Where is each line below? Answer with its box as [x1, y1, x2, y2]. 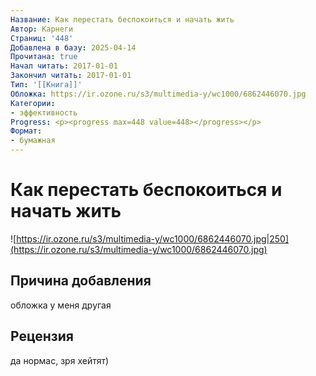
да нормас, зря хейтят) [10, 354, 110, 366]
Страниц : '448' [10, 33, 74, 43]
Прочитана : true [10, 52, 78, 62]
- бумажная [10, 136, 56, 146]
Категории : [10, 98, 56, 108]
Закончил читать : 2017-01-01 [10, 71, 132, 81]
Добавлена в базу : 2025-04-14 [10, 42, 137, 53]
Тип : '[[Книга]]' [10, 80, 83, 90]
